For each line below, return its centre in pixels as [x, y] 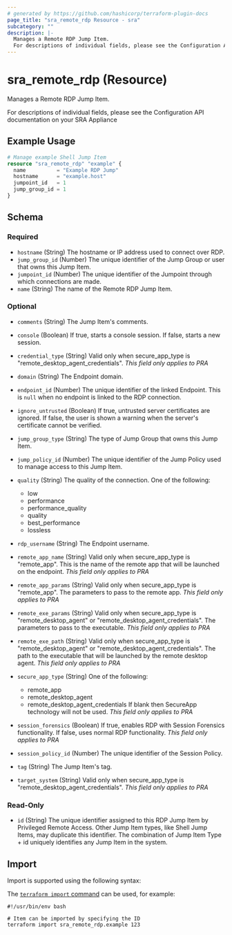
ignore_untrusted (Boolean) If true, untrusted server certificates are [114, 410]
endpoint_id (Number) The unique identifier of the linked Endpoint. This [119, 389]
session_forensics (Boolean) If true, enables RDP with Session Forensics [121, 725]
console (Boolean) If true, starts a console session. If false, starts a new [119, 335]
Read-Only [26, 805]
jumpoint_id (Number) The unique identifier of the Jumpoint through [114, 274]
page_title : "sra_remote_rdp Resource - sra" [74, 20]
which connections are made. [59, 281]
